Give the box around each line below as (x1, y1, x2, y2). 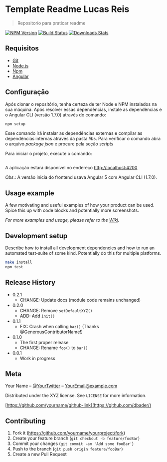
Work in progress (19, 355, 56, 361)
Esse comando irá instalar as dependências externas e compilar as (5, 130, 143, 136)
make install (5, 260, 32, 265)
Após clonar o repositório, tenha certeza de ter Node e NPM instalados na (5, 101, 157, 107)
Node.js (12, 62, 29, 68)
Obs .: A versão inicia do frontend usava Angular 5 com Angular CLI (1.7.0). (5, 174, 157, 180)
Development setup (5, 231, 68, 240)
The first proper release (19, 339, 69, 345)
